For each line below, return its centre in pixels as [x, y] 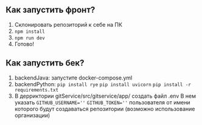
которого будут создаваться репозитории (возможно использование [105, 109]
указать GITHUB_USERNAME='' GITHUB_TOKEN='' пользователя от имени [102, 102]
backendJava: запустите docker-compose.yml [73, 78]
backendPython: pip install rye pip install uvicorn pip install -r [103, 84]
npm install [30, 32]
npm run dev [30, 38]
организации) [32, 115]
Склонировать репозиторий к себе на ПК [68, 24]
